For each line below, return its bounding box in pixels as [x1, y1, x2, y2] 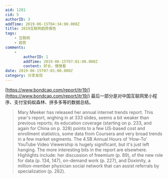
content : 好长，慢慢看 [23, 64, 66, 69]
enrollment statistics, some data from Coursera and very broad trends [17, 131, 162, 137]
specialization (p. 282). [17, 168, 65, 174]
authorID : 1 [23, 54, 49, 59]
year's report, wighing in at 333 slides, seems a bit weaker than [17, 114, 149, 121]
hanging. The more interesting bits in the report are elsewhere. [17, 147, 147, 153]
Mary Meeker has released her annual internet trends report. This [17, 109, 153, 115]
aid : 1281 [5, 7, 26, 13]
